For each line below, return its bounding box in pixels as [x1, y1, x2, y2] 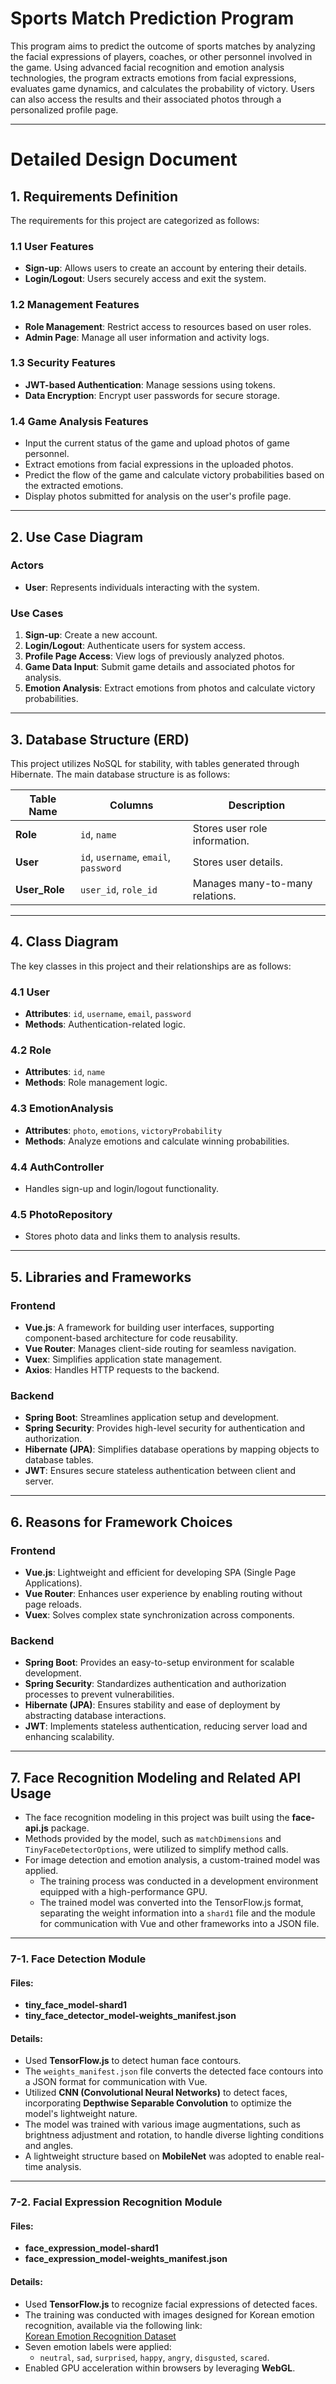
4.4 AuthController [10, 1160, 105, 1174]
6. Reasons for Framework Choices [10, 1513, 233, 1531]
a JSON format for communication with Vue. [24, 2076, 208, 2088]
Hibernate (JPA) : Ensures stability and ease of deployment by [24, 1699, 281, 1711]
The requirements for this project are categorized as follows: [10, 214, 260, 226]
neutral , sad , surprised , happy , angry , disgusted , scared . [39, 2351, 270, 2363]
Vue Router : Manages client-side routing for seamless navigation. [24, 1342, 297, 1354]
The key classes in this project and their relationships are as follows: [10, 960, 292, 972]
